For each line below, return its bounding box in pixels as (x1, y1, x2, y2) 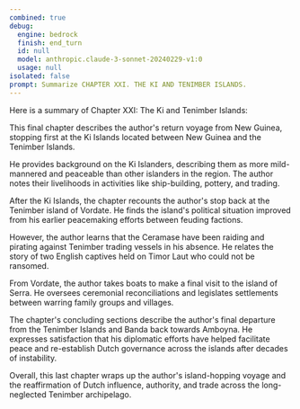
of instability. (9, 352, 57, 363)
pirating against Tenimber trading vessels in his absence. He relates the (9, 241, 274, 252)
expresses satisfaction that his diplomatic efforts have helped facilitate (9, 333, 271, 344)
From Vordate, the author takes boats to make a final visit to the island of (9, 278, 278, 289)
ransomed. (9, 260, 49, 271)
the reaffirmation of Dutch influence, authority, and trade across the (9, 379, 260, 390)
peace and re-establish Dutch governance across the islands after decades (9, 342, 289, 353)
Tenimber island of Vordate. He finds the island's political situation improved (9, 204, 292, 216)
